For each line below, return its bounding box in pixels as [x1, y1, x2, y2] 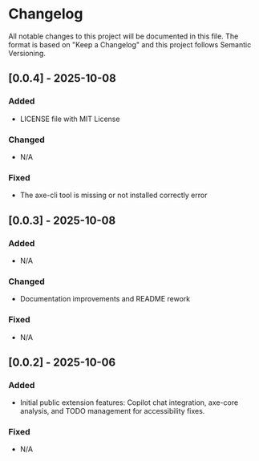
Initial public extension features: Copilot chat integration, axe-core [19, 398, 239, 407]
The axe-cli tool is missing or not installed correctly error [19, 190, 208, 200]
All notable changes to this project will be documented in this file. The [8, 31, 239, 41]
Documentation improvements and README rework [19, 294, 191, 304]
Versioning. [8, 48, 47, 58]
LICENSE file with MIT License [19, 114, 120, 123]
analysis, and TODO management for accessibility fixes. [19, 406, 205, 416]
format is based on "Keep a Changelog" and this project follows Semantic [8, 39, 252, 49]
